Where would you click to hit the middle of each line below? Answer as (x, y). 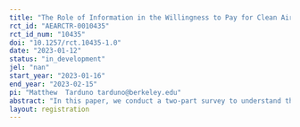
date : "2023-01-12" (46, 51)
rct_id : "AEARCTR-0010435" (59, 26)
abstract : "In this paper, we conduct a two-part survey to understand (145, 101)
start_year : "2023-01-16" (57, 76)
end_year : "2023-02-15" (54, 84)
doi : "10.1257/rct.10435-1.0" (66, 42)
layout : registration (50, 109)
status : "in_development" (57, 59)
